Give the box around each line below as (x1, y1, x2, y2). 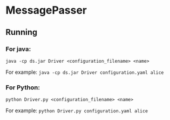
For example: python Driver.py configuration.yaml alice (5, 107, 148, 114)
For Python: (5, 83, 40, 92)
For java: (5, 45, 31, 53)
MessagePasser (5, 4, 87, 17)
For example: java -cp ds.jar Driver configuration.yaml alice (5, 69, 164, 76)
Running (5, 27, 38, 37)
